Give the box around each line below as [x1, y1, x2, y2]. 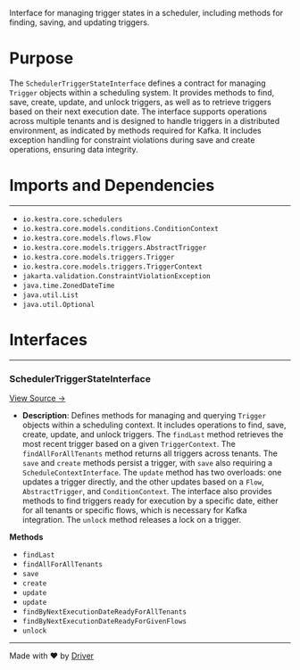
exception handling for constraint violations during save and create [9, 134, 255, 145]
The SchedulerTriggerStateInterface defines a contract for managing [9, 78, 266, 88]
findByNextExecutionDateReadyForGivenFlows [21, 617, 187, 626]
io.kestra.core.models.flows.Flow [21, 234, 151, 243]
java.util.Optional [21, 300, 96, 309]
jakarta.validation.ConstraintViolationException [21, 271, 212, 280]
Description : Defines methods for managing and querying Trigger [21, 410, 266, 421]
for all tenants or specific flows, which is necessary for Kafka [21, 505, 247, 516]
